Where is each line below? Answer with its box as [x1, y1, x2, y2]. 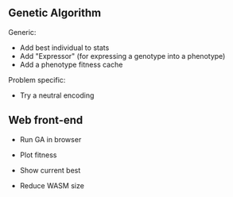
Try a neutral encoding [19, 91, 95, 100]
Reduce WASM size [19, 180, 85, 190]
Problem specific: [8, 75, 66, 84]
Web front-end [8, 114, 83, 127]
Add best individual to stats [19, 43, 110, 52]
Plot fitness [19, 150, 57, 160]
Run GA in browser [19, 134, 82, 144]
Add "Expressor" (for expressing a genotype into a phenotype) [19, 51, 226, 60]
